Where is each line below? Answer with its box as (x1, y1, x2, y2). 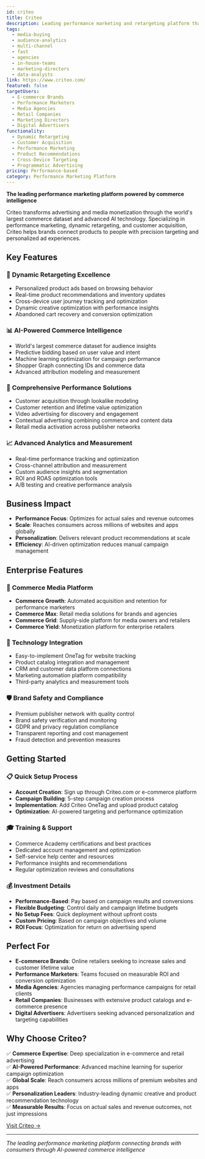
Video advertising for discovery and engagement (15, 410, 138, 418)
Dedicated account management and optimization (15, 846, 142, 854)
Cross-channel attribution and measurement (15, 462, 127, 469)
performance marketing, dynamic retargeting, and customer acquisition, (6, 222, 188, 229)
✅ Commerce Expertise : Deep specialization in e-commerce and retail (6, 1050, 184, 1057)
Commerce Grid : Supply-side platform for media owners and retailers (15, 617, 190, 624)
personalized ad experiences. (6, 234, 81, 242)
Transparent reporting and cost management (15, 729, 129, 736)
